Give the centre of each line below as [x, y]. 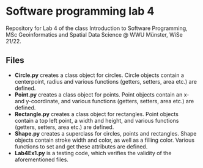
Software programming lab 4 [80, 11]
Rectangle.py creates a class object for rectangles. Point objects [96, 114]
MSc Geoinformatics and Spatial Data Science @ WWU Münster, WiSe [94, 34]
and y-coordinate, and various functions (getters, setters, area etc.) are [104, 101]
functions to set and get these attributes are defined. [81, 146]
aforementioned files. [41, 159]
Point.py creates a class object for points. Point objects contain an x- [102, 94]
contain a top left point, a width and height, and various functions [97, 120]
